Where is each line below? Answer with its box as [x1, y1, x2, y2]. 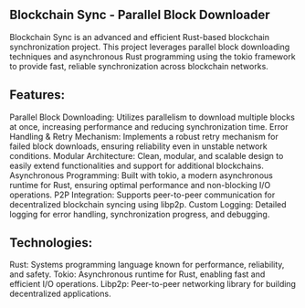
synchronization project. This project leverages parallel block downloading [9, 41, 290, 52]
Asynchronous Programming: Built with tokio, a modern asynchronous [9, 169, 274, 181]
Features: [9, 87, 66, 103]
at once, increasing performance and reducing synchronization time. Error [9, 121, 289, 132]
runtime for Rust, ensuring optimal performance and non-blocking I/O [9, 179, 271, 190]
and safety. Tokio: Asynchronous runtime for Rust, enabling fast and [9, 269, 266, 280]
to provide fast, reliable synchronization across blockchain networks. [9, 60, 269, 71]
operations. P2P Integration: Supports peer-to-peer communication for [9, 189, 276, 200]
